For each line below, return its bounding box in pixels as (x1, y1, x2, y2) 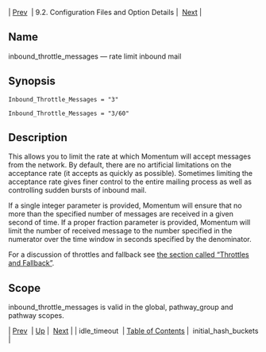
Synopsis (8, 75, 56, 88)
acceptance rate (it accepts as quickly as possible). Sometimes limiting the (8, 169, 253, 178)
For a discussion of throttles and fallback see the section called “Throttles (8, 250, 250, 259)
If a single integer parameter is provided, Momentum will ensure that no (8, 201, 242, 210)
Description (8, 131, 67, 144)
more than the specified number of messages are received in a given (8, 209, 234, 219)
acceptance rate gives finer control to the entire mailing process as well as (8, 177, 253, 186)
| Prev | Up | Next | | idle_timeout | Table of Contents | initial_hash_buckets (8, 326, 259, 336)
